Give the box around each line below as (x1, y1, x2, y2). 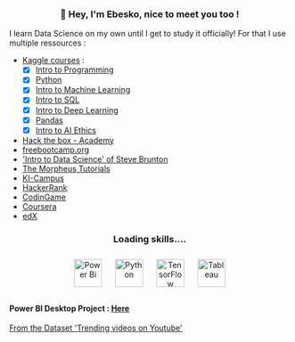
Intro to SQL (35, 94, 80, 105)
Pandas (35, 115, 64, 126)
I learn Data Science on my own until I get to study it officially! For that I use (9, 28, 287, 39)
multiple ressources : (9, 37, 86, 48)
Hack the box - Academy (21, 134, 114, 145)
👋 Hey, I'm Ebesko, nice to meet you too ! (60, 8, 240, 20)
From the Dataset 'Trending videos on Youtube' (9, 322, 183, 333)
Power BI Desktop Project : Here (9, 303, 130, 313)
